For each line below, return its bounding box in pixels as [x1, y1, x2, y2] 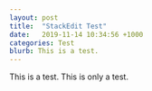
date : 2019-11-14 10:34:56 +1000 [9, 30, 144, 39]
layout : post [9, 13, 59, 23]
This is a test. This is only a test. [9, 71, 129, 82]
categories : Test [9, 38, 75, 48]
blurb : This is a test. [9, 47, 100, 56]
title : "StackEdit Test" [9, 22, 107, 31]
